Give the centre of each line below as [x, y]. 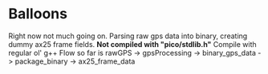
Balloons [38, 14]
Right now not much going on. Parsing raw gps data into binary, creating [128, 36]
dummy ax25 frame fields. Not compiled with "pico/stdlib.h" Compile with [132, 44]
